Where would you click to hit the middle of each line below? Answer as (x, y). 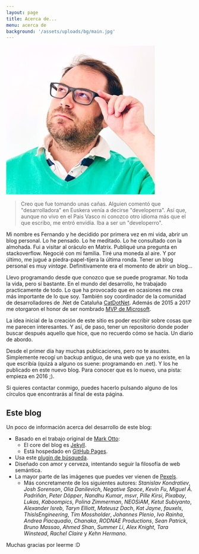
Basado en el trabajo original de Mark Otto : (67, 439)
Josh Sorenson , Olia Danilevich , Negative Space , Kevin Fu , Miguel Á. (108, 489)
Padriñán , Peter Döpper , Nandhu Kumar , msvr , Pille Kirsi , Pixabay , (105, 496)
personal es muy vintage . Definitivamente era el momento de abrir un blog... (99, 266)
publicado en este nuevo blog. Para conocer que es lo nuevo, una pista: (94, 370)
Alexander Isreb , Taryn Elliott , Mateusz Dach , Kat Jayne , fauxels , (103, 508)
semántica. (28, 470)
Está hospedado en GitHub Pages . (66, 451)
